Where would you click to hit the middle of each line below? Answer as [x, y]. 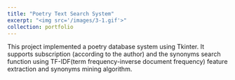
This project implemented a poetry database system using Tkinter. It [106, 47]
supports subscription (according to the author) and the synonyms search [114, 54]
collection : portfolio [40, 27]
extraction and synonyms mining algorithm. [70, 69]
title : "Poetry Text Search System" [61, 14]
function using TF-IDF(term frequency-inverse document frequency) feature [117, 62]
